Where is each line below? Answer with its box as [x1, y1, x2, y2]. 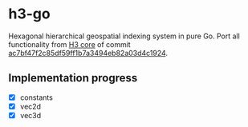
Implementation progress [8, 71, 138, 85]
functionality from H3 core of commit [8, 39, 131, 49]
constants [19, 93, 54, 102]
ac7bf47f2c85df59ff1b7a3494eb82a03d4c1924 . [8, 48, 169, 58]
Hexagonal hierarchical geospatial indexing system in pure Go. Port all [8, 31, 241, 41]
